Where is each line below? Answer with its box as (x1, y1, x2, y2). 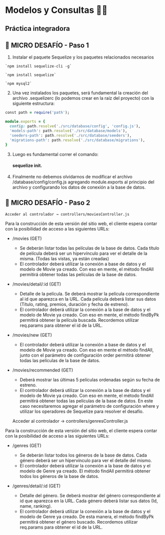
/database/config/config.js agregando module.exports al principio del (12, 179, 155, 185)
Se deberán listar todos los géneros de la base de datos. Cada (19, 452, 147, 458)
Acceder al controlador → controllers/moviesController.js (5, 212, 130, 217)
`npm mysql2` (5, 81, 32, 86)
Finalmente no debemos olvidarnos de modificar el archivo (12, 173, 133, 179)
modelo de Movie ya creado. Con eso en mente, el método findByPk (19, 311, 160, 317)
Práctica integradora (5, 24, 70, 33)
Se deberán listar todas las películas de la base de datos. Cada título (19, 245, 160, 251)
